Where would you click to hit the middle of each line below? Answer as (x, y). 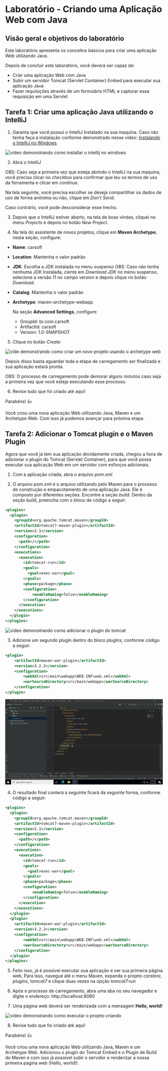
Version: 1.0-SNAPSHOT (45, 332)
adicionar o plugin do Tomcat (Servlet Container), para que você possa (78, 459)
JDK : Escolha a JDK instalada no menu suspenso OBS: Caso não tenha (85, 266)
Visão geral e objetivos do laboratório (65, 38)
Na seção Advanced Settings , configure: (55, 311)
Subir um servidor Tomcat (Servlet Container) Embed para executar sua (86, 80)
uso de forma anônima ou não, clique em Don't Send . (60, 198)
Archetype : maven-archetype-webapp (53, 302)
